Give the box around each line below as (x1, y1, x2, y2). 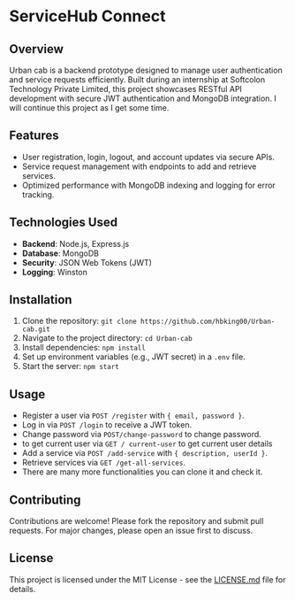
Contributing (9, 492, 81, 507)
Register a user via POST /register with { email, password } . (21, 410, 245, 421)
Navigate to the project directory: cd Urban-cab (21, 333, 193, 343)
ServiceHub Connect (9, 6, 166, 27)
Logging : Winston (21, 266, 88, 277)
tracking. (21, 189, 55, 200)
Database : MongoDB (21, 248, 100, 258)
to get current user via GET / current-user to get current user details (21, 438, 273, 449)
